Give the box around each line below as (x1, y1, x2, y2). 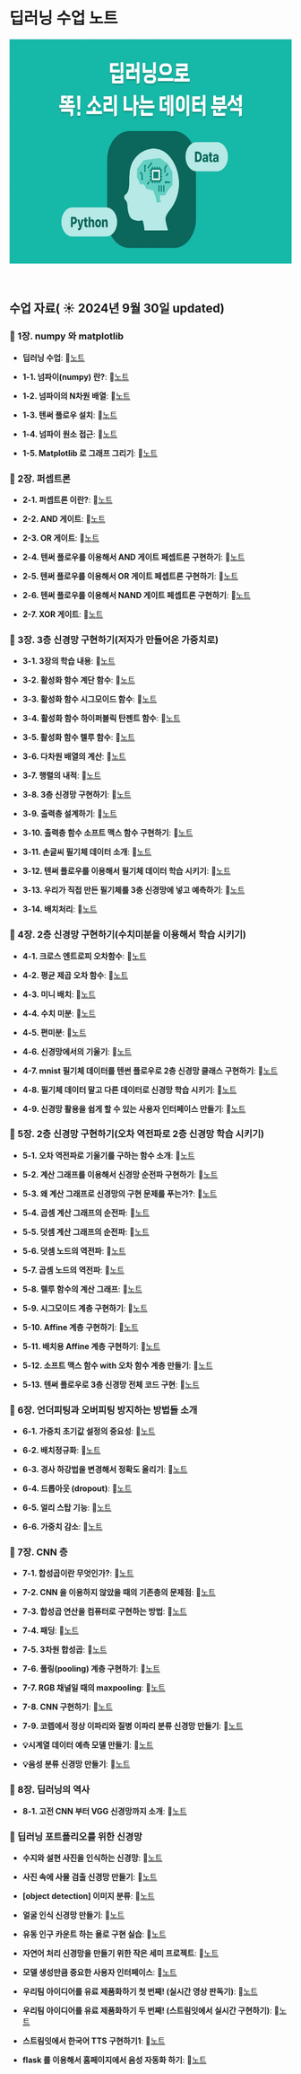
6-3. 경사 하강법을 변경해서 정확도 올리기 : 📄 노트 (21, 1464, 188, 1475)
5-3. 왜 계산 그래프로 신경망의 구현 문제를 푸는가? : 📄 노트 (21, 1187, 218, 1199)
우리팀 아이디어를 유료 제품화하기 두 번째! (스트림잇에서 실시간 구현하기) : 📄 (21, 2005, 280, 2016)
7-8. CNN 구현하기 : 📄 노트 (21, 1701, 114, 1712)
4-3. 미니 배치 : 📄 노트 (21, 989, 96, 1000)
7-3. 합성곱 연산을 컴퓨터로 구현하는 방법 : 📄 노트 (21, 1606, 187, 1617)
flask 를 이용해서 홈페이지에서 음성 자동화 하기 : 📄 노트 (21, 2054, 207, 2065)
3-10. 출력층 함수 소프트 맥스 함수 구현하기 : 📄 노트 (21, 827, 193, 838)
